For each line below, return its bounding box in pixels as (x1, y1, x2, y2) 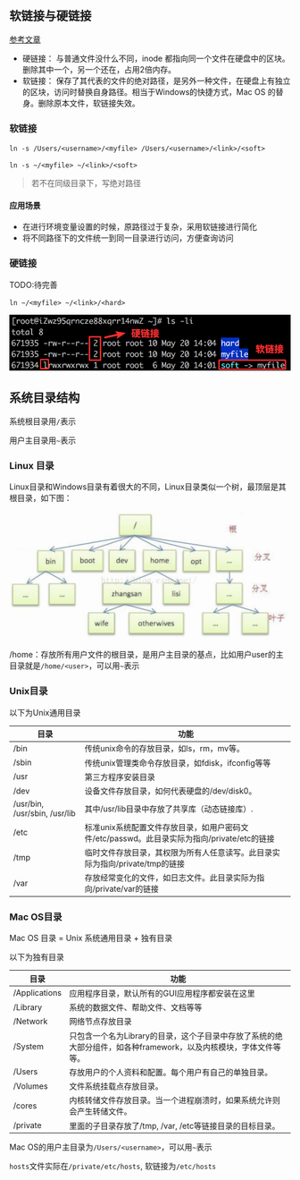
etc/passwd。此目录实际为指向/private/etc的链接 (95, 833, 275, 844)
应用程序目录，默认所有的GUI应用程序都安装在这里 (69, 988, 255, 998)
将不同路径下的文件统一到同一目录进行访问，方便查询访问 (21, 233, 234, 243)
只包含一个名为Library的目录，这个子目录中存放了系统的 (69, 1030, 275, 1040)
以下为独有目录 (9, 952, 64, 962)
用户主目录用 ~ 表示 (9, 435, 77, 446)
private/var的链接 (95, 884, 159, 895)
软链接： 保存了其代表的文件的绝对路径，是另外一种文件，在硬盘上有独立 (21, 75, 291, 86)
